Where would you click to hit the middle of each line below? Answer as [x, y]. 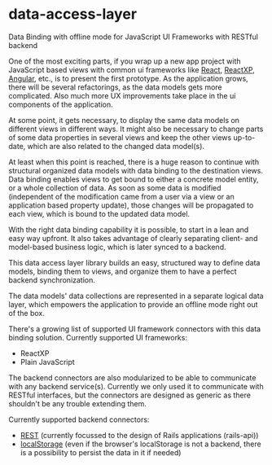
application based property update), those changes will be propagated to [131, 205]
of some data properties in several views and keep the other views [120, 137]
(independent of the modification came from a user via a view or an [121, 196]
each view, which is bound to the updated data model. [99, 213]
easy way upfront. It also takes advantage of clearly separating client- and [133, 238]
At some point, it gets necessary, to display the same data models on [124, 120]
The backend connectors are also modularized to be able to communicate [132, 377]
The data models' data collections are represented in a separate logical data [136, 296]
